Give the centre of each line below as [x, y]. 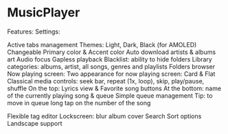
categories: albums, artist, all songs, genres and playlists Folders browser [111, 66]
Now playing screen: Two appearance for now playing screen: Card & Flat [111, 74]
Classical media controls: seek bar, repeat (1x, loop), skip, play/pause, [106, 81]
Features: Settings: [34, 31]
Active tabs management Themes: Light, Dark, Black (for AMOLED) [102, 44]
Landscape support [35, 123]
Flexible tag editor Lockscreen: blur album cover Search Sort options [104, 116]
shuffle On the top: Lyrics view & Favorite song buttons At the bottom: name [114, 88]
